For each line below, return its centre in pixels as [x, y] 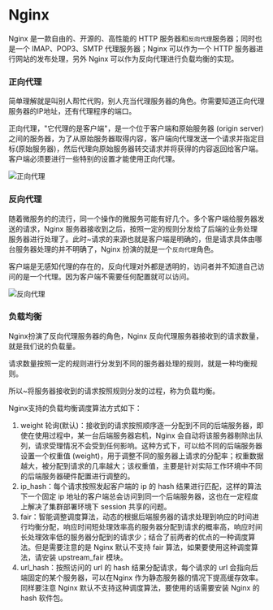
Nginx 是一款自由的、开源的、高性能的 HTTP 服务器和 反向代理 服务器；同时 [132, 38]
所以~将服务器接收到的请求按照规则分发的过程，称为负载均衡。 [114, 391]
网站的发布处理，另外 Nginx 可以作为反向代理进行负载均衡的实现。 [127, 58]
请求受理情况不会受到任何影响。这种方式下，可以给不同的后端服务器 [148, 445]
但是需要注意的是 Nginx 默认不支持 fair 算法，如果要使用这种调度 [143, 547]
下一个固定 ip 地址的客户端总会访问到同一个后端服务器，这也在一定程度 [139, 496]
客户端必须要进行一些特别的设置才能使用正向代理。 [94, 159]
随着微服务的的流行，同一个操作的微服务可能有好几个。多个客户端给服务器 [133, 218]
